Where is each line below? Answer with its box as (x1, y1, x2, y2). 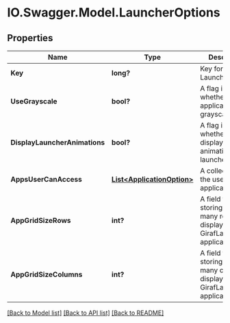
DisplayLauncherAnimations (10, 138, 105, 147)
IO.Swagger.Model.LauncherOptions (7, 5, 220, 21)
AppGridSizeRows (10, 216, 71, 225)
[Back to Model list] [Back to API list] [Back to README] (7, 309, 164, 317)
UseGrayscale (10, 97, 57, 106)
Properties (7, 32, 53, 44)
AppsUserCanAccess (10, 175, 82, 184)
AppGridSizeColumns (10, 270, 83, 279)
